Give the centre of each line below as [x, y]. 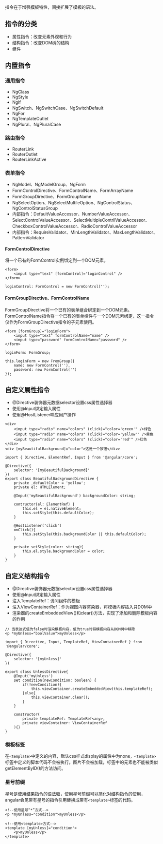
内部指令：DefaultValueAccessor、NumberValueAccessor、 [72, 214]
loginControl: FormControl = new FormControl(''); [57, 287]
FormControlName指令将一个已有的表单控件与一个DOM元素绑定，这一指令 [80, 316]
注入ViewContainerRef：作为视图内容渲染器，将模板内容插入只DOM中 [82, 607]
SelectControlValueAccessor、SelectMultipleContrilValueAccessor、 [81, 220]
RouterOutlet [25, 154]
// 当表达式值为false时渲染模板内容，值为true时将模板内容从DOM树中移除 [70, 629]
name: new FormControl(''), [42, 365]
